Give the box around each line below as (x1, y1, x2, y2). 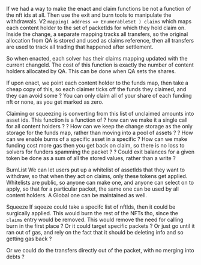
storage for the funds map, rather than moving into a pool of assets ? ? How (6, 129, 193, 136)
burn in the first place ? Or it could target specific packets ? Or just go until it (6, 222, 195, 230)
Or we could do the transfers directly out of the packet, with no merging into (6, 247, 194, 254)
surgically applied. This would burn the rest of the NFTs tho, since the (6, 210, 179, 216)
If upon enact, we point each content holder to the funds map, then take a (6, 79, 189, 86)
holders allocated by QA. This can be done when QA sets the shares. (6, 68, 176, 74)
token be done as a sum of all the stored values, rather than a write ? (6, 155, 176, 161)
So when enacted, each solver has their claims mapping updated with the (6, 55, 188, 62)
